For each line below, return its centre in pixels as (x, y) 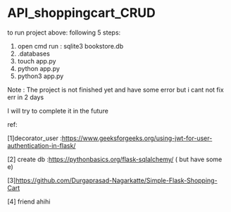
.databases (34, 54)
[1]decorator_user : (35, 138)
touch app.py (37, 61)
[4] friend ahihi (29, 201)
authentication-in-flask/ (42, 145)
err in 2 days (26, 97)
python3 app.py (40, 76)
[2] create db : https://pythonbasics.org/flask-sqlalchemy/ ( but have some (115, 159)
